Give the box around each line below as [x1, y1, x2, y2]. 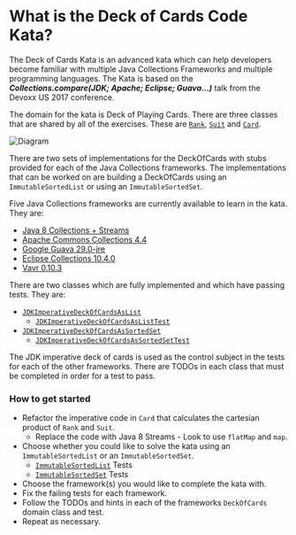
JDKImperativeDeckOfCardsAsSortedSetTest [34, 336, 190, 345]
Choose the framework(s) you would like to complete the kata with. [21, 478, 267, 489]
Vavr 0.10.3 [21, 262, 63, 273]
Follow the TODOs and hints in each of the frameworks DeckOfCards [21, 498, 268, 508]
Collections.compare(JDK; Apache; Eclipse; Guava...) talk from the [9, 82, 261, 93]
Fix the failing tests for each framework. [21, 488, 168, 499]
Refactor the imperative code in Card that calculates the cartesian [21, 413, 261, 423]
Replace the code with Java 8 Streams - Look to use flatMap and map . [34, 431, 288, 442]
